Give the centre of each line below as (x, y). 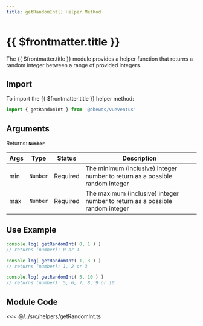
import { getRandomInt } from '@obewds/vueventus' (71, 110)
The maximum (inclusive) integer (132, 193)
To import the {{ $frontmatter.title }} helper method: (70, 99)
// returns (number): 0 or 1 (43, 250)
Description (140, 158)
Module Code (32, 301)
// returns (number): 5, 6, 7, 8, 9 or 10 (60, 283)
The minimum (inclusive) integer (131, 168)
